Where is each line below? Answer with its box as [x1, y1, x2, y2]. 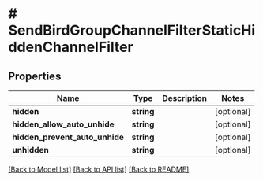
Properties [8, 69, 62, 83]
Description [161, 93, 208, 103]
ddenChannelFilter [8, 39, 134, 56]
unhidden [12, 145, 49, 155]
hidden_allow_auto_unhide [12, 119, 115, 130]
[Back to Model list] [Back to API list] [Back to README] [8, 164, 190, 174]
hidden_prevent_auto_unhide [12, 131, 125, 142]
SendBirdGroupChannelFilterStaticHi [8, 21, 255, 39]
